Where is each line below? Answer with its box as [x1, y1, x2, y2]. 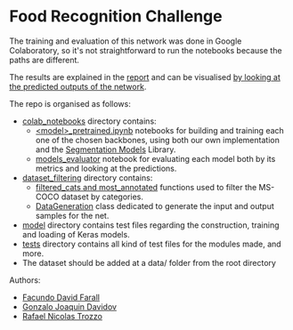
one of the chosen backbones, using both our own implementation [35, 134, 281, 145]
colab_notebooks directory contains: [21, 116, 158, 126]
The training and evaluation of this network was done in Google [9, 36, 242, 46]
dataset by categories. [61, 191, 144, 202]
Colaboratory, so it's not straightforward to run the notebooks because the [9, 44, 282, 55]
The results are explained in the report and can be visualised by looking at [9, 71, 281, 82]
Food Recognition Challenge [9, 6, 223, 27]
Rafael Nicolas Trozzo [21, 310, 102, 321]
